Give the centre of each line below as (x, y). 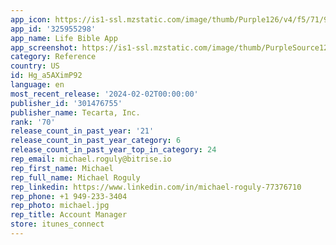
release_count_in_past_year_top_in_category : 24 (113, 150)
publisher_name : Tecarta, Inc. (75, 112)
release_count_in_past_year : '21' (82, 131)
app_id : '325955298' (53, 29)
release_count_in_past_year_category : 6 (96, 141)
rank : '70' (33, 122)
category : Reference (53, 57)
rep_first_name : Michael (62, 168)
